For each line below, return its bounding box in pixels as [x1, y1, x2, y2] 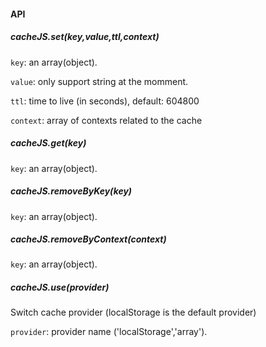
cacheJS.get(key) [10, 137, 87, 149]
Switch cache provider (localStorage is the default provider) [10, 306, 257, 319]
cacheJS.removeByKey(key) [10, 185, 133, 197]
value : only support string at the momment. [10, 75, 189, 87]
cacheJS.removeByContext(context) [10, 233, 167, 245]
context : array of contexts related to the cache [10, 114, 203, 126]
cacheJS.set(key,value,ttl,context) [10, 31, 160, 43]
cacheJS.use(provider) [10, 281, 110, 294]
